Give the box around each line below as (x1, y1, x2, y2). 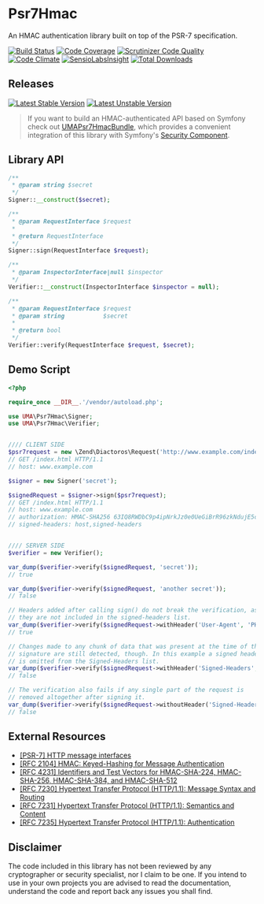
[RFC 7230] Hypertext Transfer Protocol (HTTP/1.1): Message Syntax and (19, 784, 256, 794)
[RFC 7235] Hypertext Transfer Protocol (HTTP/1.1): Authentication (19, 817, 235, 828)
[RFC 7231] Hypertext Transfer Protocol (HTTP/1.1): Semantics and (19, 801, 234, 810)
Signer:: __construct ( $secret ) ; (8, 196, 111, 204)
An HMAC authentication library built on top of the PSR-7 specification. (8, 31, 238, 40)
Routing (19, 793, 46, 802)
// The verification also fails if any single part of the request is (8, 686, 244, 694)
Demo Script (8, 363, 71, 377)
